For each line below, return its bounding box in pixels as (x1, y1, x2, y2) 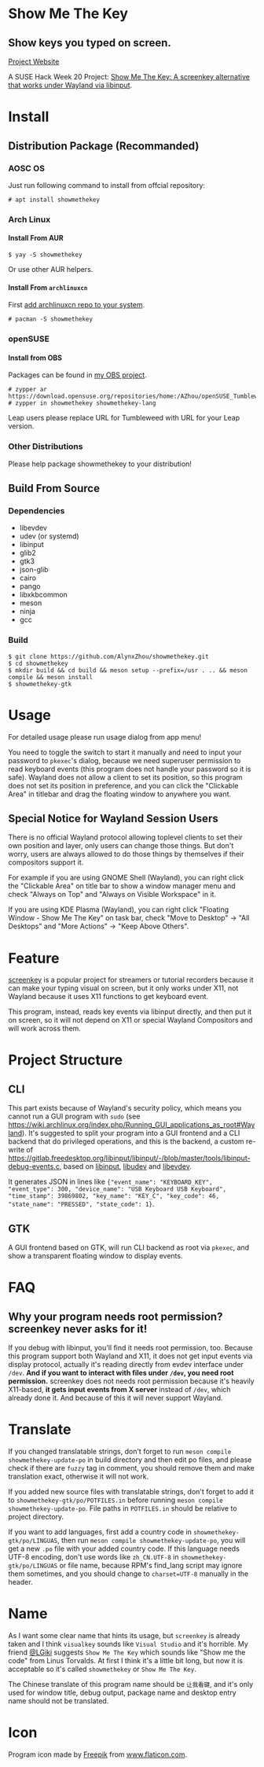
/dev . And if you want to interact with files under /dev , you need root (8, 1368, 234, 1378)
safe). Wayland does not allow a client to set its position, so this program (8, 772, 243, 782)
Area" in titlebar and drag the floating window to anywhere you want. (8, 789, 232, 799)
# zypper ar (8, 386, 47, 394)
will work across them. (8, 1023, 81, 1034)
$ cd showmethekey (8, 659, 68, 667)
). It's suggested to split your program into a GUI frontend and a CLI (22, 1129, 240, 1138)
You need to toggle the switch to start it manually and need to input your (8, 748, 242, 757)
